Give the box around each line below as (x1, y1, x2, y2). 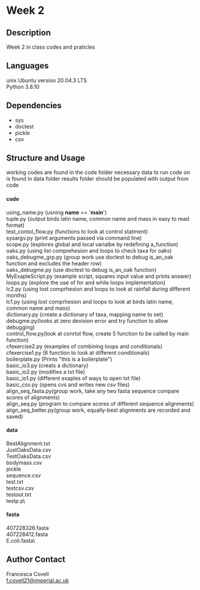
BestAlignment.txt (6, 439, 50, 447)
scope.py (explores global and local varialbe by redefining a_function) (6, 241, 178, 248)
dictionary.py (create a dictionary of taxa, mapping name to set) (6, 310, 163, 318)
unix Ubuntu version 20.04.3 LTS (6, 76, 87, 84)
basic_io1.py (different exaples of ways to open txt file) (6, 375, 141, 382)
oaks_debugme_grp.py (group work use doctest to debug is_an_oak (6, 253, 174, 260)
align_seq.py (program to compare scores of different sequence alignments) (6, 400, 195, 407)
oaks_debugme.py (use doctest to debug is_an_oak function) (6, 266, 157, 273)
